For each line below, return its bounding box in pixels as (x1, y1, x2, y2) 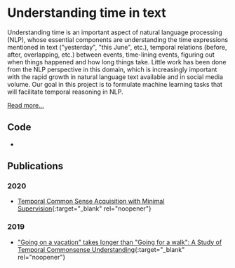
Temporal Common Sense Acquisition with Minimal (17, 197, 165, 206)
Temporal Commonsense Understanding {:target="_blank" (17, 245, 185, 253)
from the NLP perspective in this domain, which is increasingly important (7, 65, 217, 73)
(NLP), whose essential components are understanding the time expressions (7, 35, 229, 43)
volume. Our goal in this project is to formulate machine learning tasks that (7, 80, 223, 88)
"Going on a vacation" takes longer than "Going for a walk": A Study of (17, 238, 222, 246)
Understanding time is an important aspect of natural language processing (7, 28, 222, 36)
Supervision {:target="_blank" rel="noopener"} (17, 204, 152, 213)
